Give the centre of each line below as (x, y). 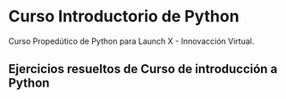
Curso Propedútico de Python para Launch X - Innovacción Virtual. (131, 41)
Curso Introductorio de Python (124, 16)
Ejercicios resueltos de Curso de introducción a (143, 69)
